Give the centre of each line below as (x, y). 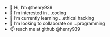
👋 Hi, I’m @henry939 (31, 8)
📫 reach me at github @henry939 (45, 29)
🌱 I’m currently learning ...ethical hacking (52, 18)
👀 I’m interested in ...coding (38, 13)
